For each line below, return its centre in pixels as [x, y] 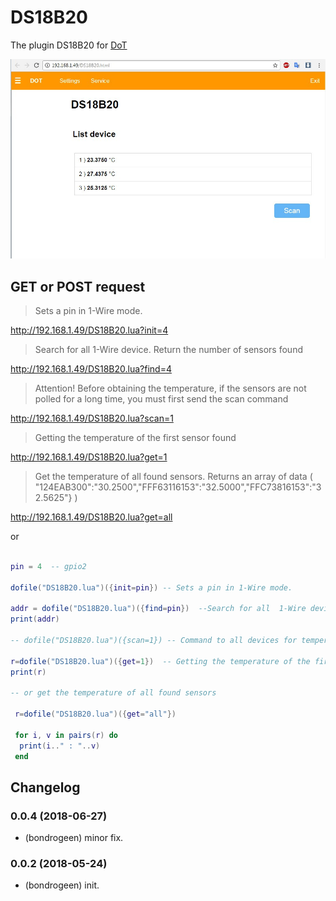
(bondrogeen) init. [62, 885]
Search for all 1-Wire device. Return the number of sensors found [168, 349]
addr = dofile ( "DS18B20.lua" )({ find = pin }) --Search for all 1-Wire [158, 609]
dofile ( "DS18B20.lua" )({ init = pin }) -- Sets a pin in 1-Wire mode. [151, 587]
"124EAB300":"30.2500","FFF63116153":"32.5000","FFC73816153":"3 [178, 487]
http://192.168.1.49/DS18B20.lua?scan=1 [92, 418]
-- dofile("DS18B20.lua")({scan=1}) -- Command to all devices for [154, 640]
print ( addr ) [35, 619]
